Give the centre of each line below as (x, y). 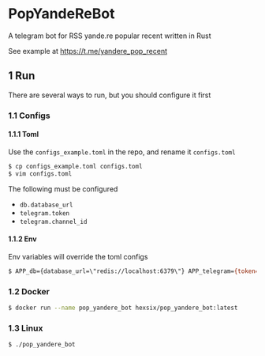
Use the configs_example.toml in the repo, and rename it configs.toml (122, 152)
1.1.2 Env (22, 239)
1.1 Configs (29, 116)
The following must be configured (63, 189)
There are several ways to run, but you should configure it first (110, 95)
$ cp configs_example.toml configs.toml (76, 166)
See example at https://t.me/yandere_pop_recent (88, 51)
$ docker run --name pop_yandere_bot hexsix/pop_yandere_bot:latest (123, 308)
